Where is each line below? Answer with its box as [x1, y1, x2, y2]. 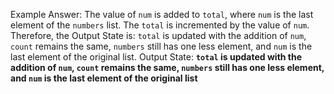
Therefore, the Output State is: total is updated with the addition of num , [10, 30, 307, 41]
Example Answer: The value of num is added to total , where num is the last [10, 9, 314, 20]
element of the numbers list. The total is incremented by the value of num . [10, 19, 310, 31]
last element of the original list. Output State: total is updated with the [10, 51, 303, 63]
